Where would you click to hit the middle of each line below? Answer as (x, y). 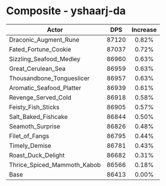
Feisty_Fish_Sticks (34, 107)
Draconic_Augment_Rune (44, 40)
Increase (144, 30)
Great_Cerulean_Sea (38, 68)
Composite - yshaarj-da (66, 11)
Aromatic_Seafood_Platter (45, 88)
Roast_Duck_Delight (37, 155)
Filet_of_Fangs (29, 136)
